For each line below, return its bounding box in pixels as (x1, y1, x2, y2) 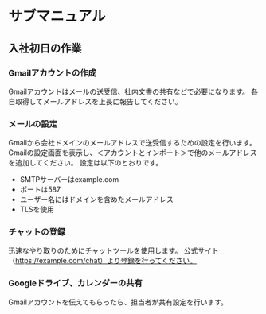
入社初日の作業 (8, 41, 82, 55)
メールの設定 (8, 118, 58, 130)
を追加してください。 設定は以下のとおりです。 (8, 158, 163, 168)
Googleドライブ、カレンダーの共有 (8, 277, 143, 289)
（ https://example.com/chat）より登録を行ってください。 (8, 256, 198, 266)
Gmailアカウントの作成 (8, 67, 97, 78)
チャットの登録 (8, 227, 66, 238)
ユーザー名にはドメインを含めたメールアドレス (19, 195, 174, 204)
